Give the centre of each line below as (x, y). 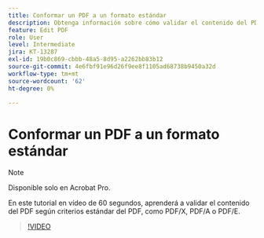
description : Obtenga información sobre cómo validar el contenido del (128, 23)
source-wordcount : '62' (47, 81)
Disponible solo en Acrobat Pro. (60, 188)
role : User (26, 37)
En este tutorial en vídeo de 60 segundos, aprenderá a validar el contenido (129, 203)
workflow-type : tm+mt (44, 74)
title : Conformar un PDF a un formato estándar (88, 15)
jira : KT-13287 (33, 52)
